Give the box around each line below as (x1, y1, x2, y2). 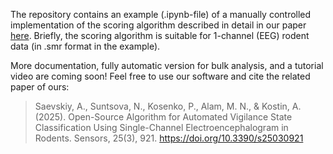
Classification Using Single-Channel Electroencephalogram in (34, 122, 289, 133)
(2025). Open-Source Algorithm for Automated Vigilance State (34, 111, 293, 123)
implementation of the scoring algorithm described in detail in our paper (10, 19, 307, 31)
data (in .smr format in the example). (10, 40, 161, 52)
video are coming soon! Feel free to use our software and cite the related (10, 70, 311, 82)
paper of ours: (10, 81, 70, 93)
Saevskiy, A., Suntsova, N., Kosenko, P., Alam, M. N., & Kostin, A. (34, 100, 302, 112)
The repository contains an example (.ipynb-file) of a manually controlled (10, 9, 312, 20)
